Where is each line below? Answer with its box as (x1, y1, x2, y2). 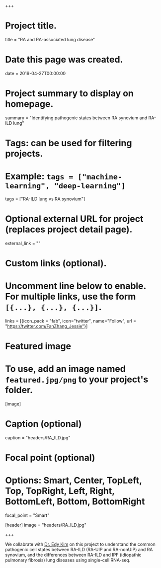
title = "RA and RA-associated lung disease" (5, 36, 95, 42)
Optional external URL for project (5, 213, 144, 225)
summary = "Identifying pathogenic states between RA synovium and (5, 115, 148, 121)
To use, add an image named (5, 363, 126, 375)
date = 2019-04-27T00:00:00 (5, 70, 66, 76)
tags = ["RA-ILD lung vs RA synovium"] (5, 196, 85, 202)
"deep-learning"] (54, 181, 126, 191)
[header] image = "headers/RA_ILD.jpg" (5, 522, 87, 528)
